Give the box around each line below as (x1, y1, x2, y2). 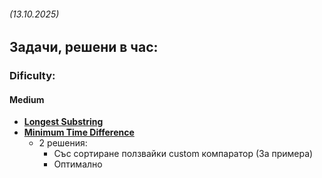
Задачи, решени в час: (9, 39, 159, 56)
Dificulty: (9, 69, 56, 83)
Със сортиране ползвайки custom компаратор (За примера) (53, 148, 314, 160)
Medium (9, 93, 45, 105)
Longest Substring (23, 116, 104, 128)
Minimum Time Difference (23, 126, 135, 139)
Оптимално (53, 158, 103, 170)
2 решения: (38, 137, 88, 149)
